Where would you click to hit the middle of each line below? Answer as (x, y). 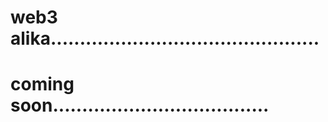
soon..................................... (140, 105)
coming (42, 84)
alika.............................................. (165, 38)
